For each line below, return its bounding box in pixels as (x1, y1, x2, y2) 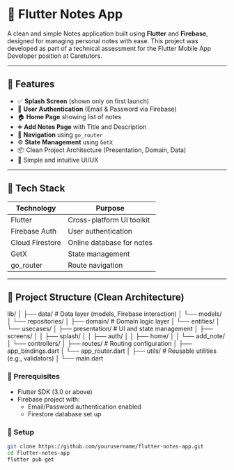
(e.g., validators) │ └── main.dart (7, 354, 103, 363)
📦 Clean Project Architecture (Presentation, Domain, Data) (17, 146, 187, 154)
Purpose (95, 203, 125, 213)
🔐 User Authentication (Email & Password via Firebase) (17, 105, 178, 113)
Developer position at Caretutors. (7, 52, 102, 60)
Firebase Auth (10, 226, 57, 236)
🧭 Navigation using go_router (17, 130, 103, 139)
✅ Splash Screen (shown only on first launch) (17, 97, 150, 105)
